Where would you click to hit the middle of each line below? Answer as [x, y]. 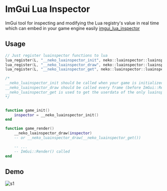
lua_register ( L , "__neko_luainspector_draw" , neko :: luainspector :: [77, 65]
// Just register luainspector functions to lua [56, 55]
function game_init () [28, 110]
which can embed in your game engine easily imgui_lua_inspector [73, 28]
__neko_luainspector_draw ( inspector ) [53, 133]
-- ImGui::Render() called [42, 151]
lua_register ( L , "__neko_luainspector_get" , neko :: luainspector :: [75, 69]
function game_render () [30, 129]
